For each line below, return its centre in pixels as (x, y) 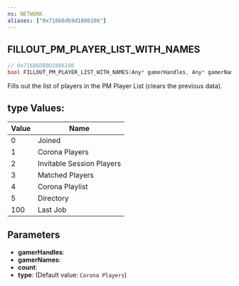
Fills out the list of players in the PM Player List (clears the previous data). (115, 86)
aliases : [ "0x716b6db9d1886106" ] (57, 21)
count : (27, 267)
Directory (53, 198)
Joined (49, 140)
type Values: (36, 108)
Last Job (52, 209)
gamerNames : (39, 260)
